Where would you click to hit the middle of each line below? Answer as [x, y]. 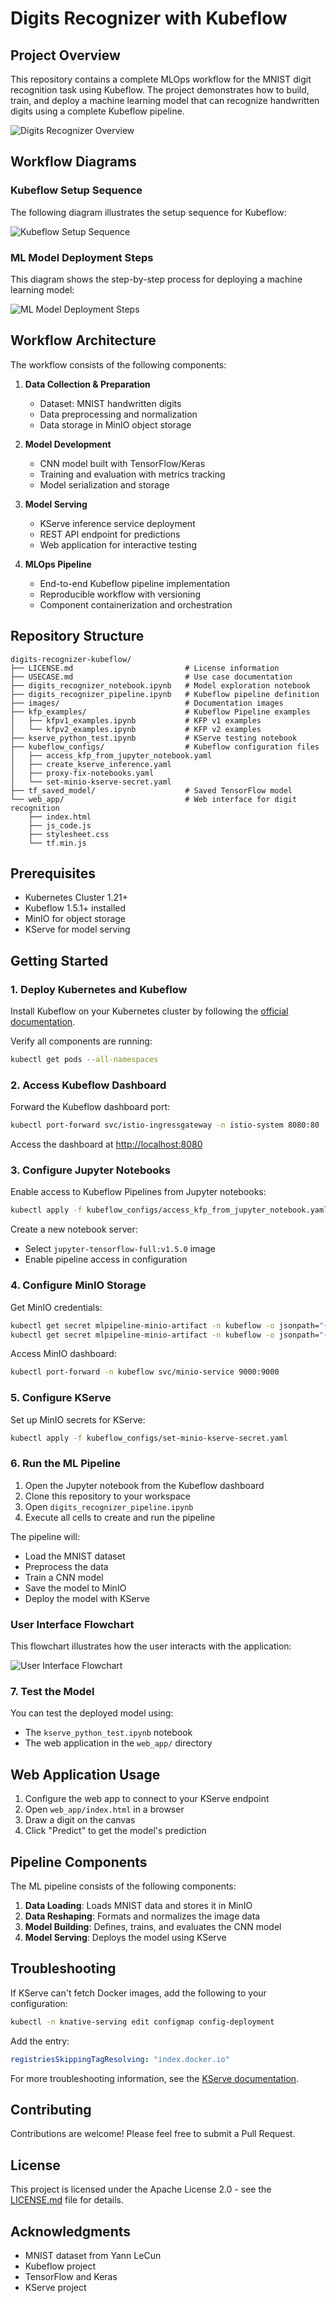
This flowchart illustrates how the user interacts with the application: [151, 1646]
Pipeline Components [79, 1862]
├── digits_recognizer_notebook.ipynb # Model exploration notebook [160, 685]
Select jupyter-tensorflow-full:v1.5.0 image [120, 1249]
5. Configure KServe [61, 1398]
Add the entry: [40, 2041]
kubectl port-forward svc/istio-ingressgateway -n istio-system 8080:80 [165, 1125]
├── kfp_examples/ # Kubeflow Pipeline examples [160, 712]
